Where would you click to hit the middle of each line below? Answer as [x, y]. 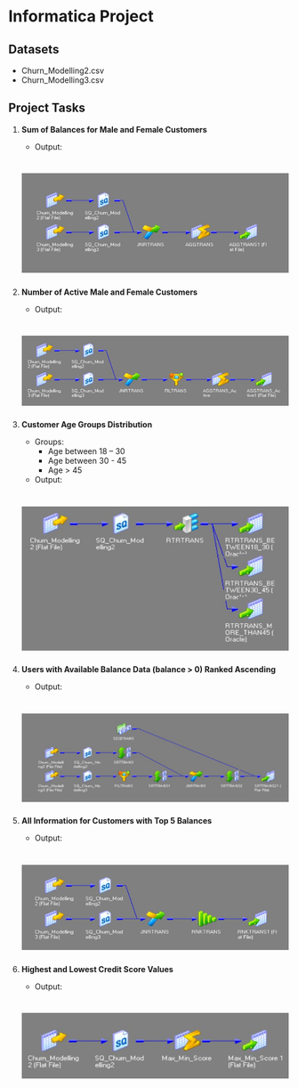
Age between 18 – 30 [86, 451]
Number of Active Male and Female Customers [109, 292]
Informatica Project [81, 16]
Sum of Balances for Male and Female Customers [114, 129]
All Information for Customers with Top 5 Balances [117, 821]
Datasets [34, 49]
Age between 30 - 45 [87, 461]
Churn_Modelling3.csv [62, 80]
